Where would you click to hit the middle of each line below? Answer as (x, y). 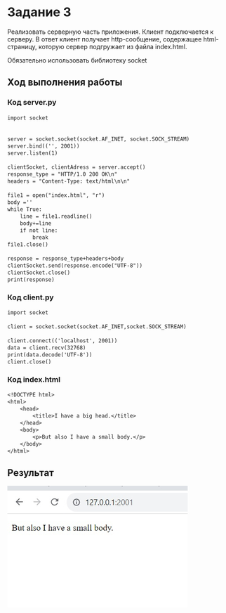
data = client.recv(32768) (47, 348)
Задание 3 (39, 12)
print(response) (31, 279)
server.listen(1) (33, 153)
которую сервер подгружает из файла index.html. (113, 46)
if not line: (39, 230)
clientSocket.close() (39, 272)
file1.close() (28, 244)
